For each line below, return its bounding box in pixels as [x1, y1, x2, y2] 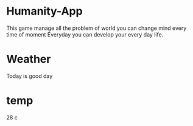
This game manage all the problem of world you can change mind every [6, 24, 187, 32]
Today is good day [6, 72, 53, 80]
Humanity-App [6, 4, 83, 18]
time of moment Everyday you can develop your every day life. [6, 30, 164, 38]
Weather [6, 52, 51, 66]
